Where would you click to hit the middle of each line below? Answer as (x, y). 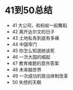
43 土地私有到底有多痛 (35, 38)
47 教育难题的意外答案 (35, 63)
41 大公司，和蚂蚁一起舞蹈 (40, 25)
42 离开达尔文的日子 (33, 31)
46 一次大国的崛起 (31, 57)
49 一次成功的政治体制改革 (40, 76)
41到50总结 (29, 10)
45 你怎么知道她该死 (33, 51)
